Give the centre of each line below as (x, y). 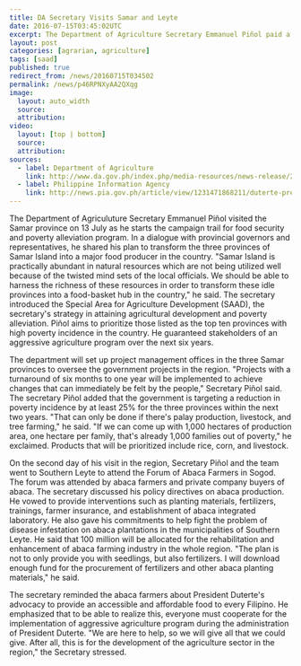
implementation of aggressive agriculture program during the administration (149, 623)
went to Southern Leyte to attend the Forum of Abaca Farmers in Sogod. (142, 473)
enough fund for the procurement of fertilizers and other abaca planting (142, 568)
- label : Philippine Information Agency (94, 185)
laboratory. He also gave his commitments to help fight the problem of (138, 520)
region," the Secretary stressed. (68, 652)
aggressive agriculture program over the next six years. (112, 342)
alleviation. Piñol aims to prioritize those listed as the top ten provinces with (148, 323)
